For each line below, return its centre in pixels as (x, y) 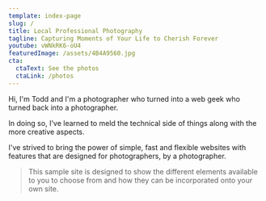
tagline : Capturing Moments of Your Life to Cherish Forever (114, 38)
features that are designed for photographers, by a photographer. (117, 156)
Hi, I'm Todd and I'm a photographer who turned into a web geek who (125, 98)
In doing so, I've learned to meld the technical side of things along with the (133, 123)
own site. (43, 188)
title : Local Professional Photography (76, 31)
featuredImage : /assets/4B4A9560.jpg (72, 53)
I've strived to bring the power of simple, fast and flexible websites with (127, 147)
